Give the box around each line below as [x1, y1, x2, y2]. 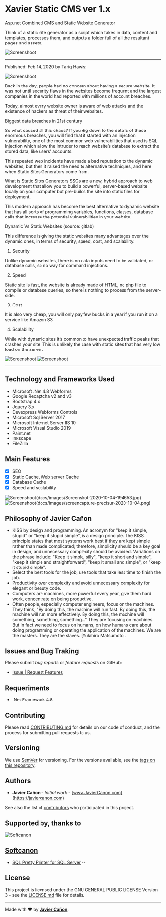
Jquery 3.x [12, 404, 35, 410]
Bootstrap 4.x [12, 398, 41, 404]
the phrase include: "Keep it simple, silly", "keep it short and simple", [12, 554, 152, 560]
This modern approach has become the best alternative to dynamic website [5, 203, 160, 209]
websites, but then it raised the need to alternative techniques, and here [5, 163, 152, 169]
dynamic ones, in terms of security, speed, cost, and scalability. [5, 238, 135, 244]
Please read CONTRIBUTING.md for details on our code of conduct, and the [5, 724, 160, 730]
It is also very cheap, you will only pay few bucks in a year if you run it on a [5, 311, 158, 317]
